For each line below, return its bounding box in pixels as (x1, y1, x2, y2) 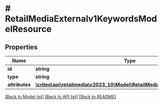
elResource (5, 24, 52, 35)
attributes (7, 81, 31, 88)
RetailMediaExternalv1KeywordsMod (5, 13, 157, 24)
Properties (5, 43, 38, 51)
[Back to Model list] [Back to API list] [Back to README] (5, 94, 116, 100)
